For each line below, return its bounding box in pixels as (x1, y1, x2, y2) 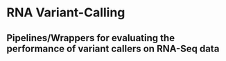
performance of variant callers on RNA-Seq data (6, 42, 220, 54)
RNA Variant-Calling (6, 5, 125, 21)
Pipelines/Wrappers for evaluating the (6, 32, 175, 44)
